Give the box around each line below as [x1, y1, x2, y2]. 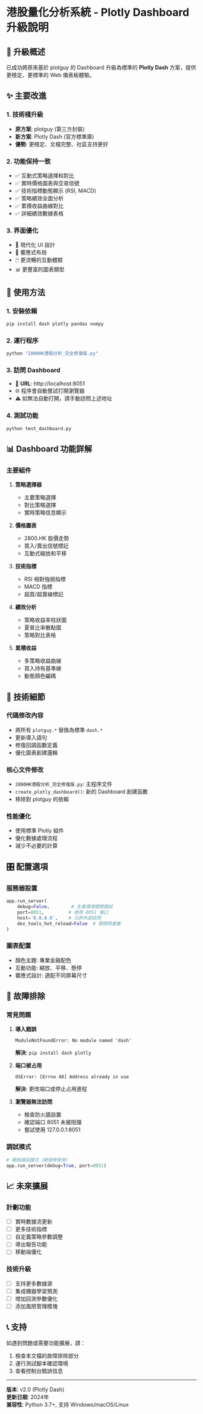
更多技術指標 [14, 1226, 47, 1233]
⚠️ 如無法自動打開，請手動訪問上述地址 [14, 394, 113, 402]
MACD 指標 [24, 583, 53, 591]
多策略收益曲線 [24, 657, 62, 664]
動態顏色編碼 [24, 672, 56, 679]
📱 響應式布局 [14, 249, 47, 256]
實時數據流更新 [14, 1218, 53, 1225]
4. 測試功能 [6, 411, 39, 420]
